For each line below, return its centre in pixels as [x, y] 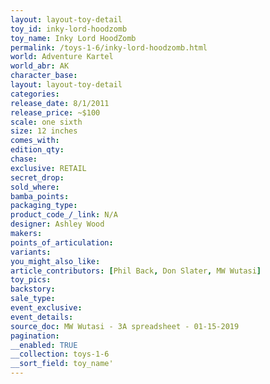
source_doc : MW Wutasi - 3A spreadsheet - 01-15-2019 [125, 326]
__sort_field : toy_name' [62, 364]
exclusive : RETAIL [48, 168]
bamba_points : [40, 196]
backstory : [33, 289]
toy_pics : [31, 280]
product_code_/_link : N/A [64, 215]
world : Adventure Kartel [62, 57]
